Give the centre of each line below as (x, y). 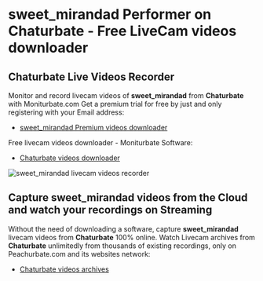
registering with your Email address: (66, 112)
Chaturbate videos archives (64, 269)
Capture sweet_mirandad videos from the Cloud (128, 198)
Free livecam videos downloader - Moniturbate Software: (100, 142)
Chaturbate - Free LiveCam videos (122, 31)
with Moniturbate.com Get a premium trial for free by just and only (115, 104)
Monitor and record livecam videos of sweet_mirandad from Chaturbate (126, 95)
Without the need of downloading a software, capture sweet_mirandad (124, 228)
